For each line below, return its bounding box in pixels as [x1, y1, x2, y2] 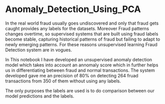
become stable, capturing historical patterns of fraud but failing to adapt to [5, 36, 160, 42]
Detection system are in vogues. [5, 47, 72, 53]
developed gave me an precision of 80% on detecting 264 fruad [5, 72, 138, 78]
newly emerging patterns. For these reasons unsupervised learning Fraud [5, 41, 157, 47]
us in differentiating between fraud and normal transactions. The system [5, 67, 155, 73]
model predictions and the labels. [5, 93, 74, 99]
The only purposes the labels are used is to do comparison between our [5, 87, 155, 93]
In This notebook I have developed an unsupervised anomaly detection [5, 56, 152, 62]
